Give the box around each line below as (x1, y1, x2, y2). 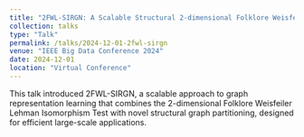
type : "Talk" (9, 30, 59, 39)
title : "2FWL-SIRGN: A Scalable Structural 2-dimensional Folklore (9, 13, 270, 23)
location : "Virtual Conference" (9, 64, 131, 73)
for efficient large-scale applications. (9, 116, 147, 127)
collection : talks (9, 22, 79, 31)
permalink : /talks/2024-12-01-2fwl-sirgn (9, 38, 168, 48)
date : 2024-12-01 (9, 55, 75, 64)
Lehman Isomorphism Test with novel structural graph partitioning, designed (9, 107, 294, 118)
